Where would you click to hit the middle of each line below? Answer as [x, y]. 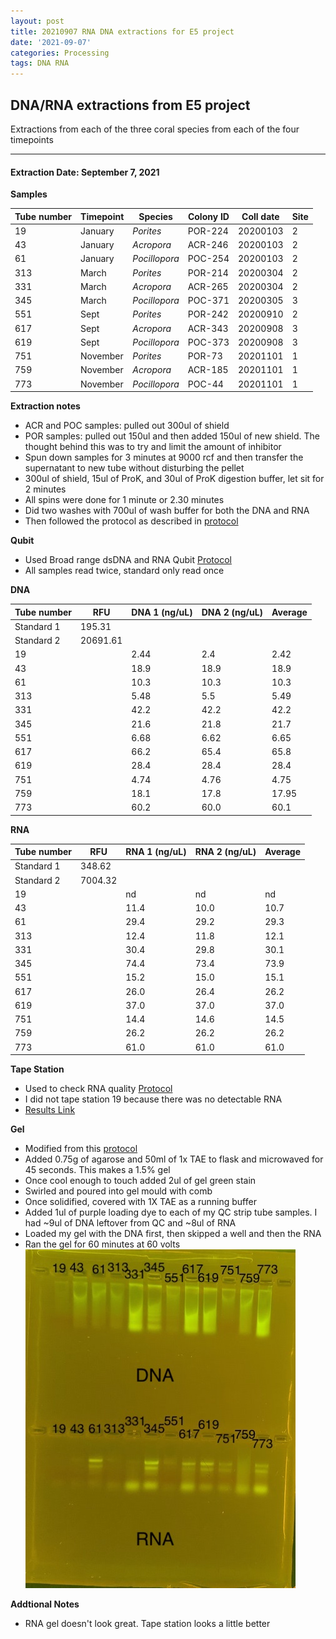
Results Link [50, 1110]
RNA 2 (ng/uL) [225, 852]
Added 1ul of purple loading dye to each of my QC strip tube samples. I [171, 1212]
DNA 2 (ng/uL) [232, 612]
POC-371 [208, 301]
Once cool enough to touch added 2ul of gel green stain [140, 1181]
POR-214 [208, 272]
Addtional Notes [45, 1604]
